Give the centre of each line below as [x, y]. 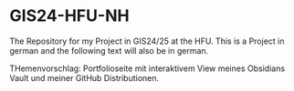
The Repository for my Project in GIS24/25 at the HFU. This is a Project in [147, 41]
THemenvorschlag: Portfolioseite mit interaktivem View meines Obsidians [147, 68]
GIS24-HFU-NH [69, 16]
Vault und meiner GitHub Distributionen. [84, 77]
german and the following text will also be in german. [109, 50]
